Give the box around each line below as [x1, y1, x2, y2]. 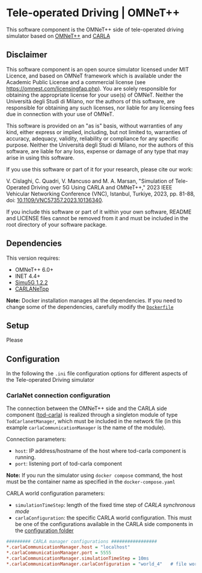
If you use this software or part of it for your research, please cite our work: [6, 165, 193, 173]
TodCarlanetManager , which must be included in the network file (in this [6, 418, 182, 425]
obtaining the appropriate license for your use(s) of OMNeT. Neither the [6, 91, 183, 99]
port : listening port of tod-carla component [14, 460, 122, 467]
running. [14, 454, 36, 461]
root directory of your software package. [6, 221, 107, 228]
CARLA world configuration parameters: [6, 490, 105, 497]
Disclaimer [6, 50, 47, 60]
